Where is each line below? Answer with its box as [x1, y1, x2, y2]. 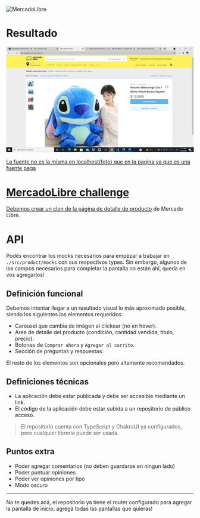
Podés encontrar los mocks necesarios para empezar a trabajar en [6, 252, 170, 260]
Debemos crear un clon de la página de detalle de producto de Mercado [6, 205, 183, 212]
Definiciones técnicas [6, 377, 89, 387]
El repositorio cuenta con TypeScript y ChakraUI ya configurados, [20, 423, 183, 430]
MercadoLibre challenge [6, 186, 130, 199]
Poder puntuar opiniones [14, 468, 76, 476]
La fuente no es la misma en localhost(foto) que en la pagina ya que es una [6, 158, 190, 165]
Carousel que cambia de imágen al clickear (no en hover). [14, 322, 157, 329]
